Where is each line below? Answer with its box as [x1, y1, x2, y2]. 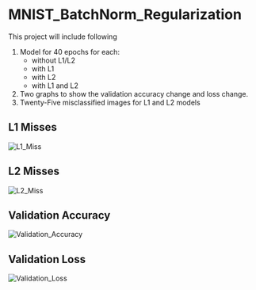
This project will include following [8, 32, 117, 41]
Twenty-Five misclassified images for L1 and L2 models [19, 97, 201, 107]
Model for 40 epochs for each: [19, 47, 120, 56]
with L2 [31, 72, 56, 82]
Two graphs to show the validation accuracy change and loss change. [19, 89, 249, 98]
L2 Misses [8, 165, 60, 178]
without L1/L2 [31, 55, 75, 65]
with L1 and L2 [31, 81, 79, 90]
